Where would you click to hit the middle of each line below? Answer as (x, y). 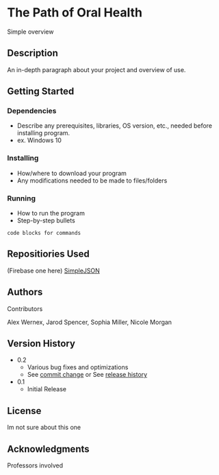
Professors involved (35, 465)
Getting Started (41, 92)
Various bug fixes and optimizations (78, 367)
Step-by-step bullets (46, 220)
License (24, 411)
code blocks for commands (44, 233)
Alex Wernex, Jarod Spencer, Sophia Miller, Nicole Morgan (90, 322)
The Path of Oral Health (75, 13)
